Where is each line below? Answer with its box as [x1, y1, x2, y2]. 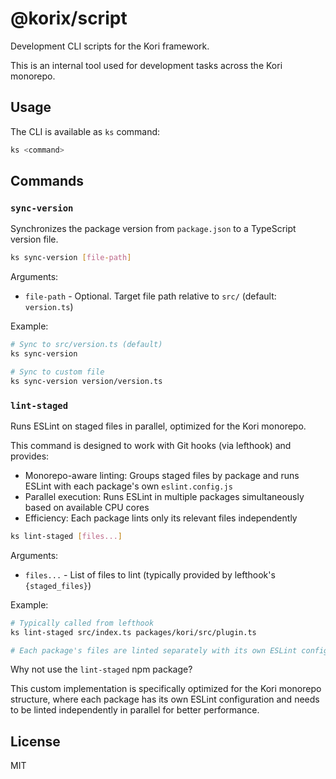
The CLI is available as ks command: [10, 125, 161, 137]
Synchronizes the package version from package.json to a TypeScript [10, 223, 297, 235]
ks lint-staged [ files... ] [10, 531, 123, 541]
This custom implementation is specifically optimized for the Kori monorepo [10, 683, 322, 695]
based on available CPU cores [24, 501, 150, 513]
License [10, 733, 61, 750]
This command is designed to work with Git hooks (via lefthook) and [10, 439, 292, 451]
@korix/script [10, 7, 128, 30]
